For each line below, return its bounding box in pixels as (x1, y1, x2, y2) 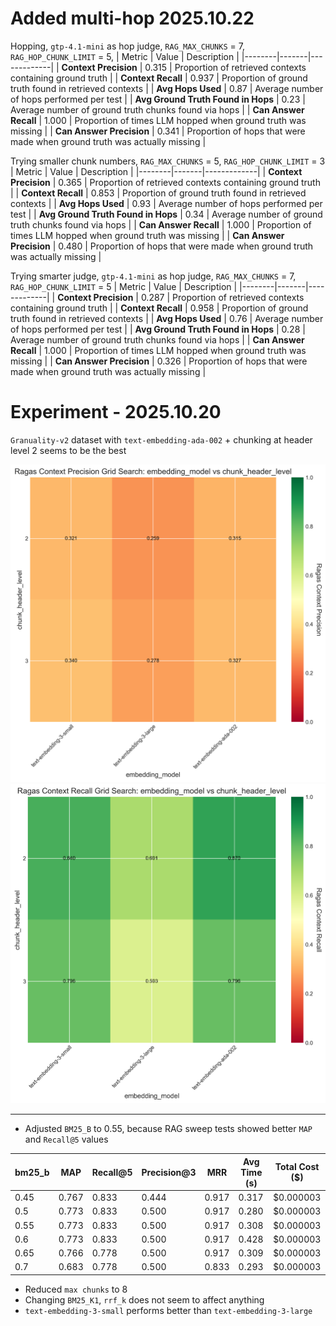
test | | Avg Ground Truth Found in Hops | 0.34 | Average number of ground (10, 208, 323, 220)
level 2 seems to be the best (10, 444, 127, 456)
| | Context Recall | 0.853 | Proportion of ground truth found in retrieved (10, 187, 307, 199)
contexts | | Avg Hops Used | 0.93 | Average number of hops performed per (10, 197, 323, 209)
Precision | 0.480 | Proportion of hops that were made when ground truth (10, 240, 314, 252)
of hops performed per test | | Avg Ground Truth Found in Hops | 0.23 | (10, 93, 306, 105)
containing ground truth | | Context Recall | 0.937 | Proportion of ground (10, 72, 308, 84)
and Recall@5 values (24, 1133, 109, 1146)
